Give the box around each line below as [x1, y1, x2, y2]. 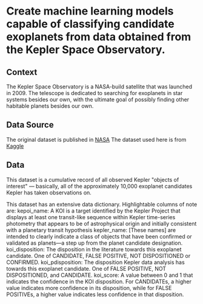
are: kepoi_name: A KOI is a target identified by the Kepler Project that [6, 207, 181, 214]
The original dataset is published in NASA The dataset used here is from [6, 136, 187, 143]
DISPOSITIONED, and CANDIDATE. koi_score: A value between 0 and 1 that [6, 271, 193, 279]
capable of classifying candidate [6, 17, 175, 31]
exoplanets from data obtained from [6, 30, 191, 44]
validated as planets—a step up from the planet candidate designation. [6, 239, 183, 246]
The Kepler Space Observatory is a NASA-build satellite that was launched [6, 83, 193, 90]
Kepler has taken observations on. [6, 189, 92, 196]
